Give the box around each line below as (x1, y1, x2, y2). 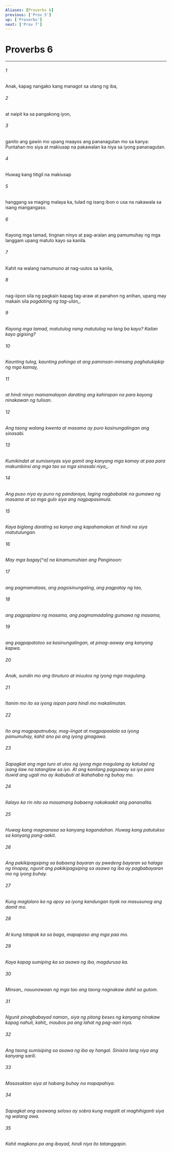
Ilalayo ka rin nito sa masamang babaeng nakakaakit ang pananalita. (5, 799, 153, 805)
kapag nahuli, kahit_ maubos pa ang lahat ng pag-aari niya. (5, 1019, 133, 1026)
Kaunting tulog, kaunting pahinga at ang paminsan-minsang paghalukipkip (5, 359, 165, 365)
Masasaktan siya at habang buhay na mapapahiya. (5, 1080, 115, 1086)
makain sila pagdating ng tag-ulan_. (5, 298, 81, 304)
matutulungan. (5, 529, 37, 536)
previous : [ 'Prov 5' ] (5, 12, 52, 17)
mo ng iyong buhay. (5, 871, 48, 877)
